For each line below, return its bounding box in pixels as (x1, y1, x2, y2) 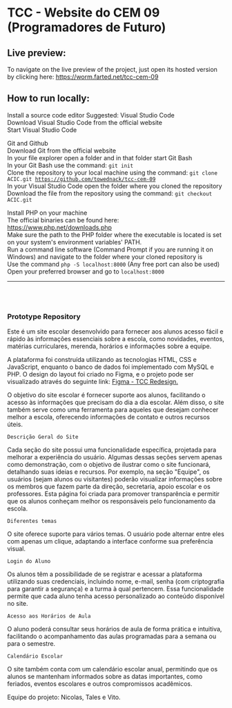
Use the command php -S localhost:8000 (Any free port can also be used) (7, 260, 220, 268)
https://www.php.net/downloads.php (7, 223, 113, 231)
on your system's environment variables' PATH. (7, 238, 142, 246)
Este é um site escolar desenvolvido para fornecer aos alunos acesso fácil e (7, 327, 224, 336)
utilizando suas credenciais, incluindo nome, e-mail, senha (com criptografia (7, 577, 225, 586)
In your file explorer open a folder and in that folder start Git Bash (7, 153, 193, 162)
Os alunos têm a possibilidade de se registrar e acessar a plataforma (7, 570, 202, 578)
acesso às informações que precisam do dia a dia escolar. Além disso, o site (7, 399, 224, 407)
